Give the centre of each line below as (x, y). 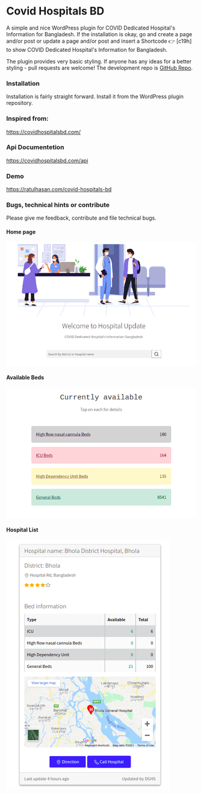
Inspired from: (28, 119)
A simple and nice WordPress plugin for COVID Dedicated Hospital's (91, 28)
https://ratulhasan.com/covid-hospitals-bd (59, 189)
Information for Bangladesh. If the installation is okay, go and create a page (99, 34)
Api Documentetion (35, 147)
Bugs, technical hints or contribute (58, 205)
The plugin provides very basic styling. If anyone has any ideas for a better (99, 61)
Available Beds (25, 378)
